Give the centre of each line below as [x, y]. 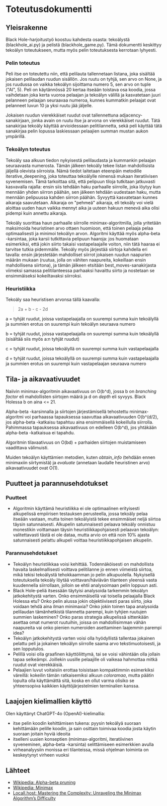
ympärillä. [16, 136]
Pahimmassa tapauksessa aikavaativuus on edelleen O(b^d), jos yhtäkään [81, 427]
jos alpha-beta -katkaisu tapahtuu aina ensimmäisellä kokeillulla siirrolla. [80, 422]
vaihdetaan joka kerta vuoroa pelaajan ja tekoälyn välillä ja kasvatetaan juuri [83, 95]
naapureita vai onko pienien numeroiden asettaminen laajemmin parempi [87, 627]
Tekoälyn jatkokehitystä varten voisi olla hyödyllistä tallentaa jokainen [84, 638]
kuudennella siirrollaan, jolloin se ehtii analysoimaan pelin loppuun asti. [85, 585]
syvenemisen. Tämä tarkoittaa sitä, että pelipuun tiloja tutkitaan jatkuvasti [81, 181]
